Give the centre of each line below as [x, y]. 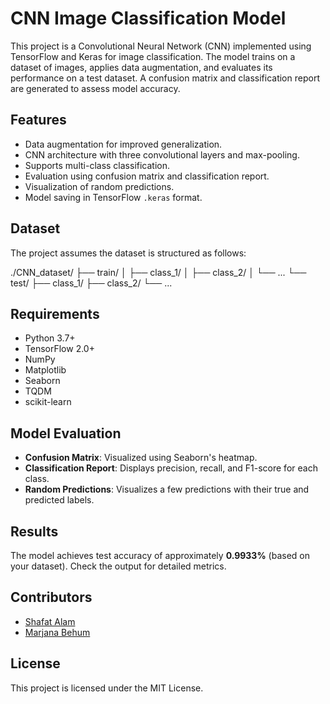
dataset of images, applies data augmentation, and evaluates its [141, 67]
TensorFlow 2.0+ [59, 349]
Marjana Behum [57, 632]
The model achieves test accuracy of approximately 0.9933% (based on [160, 555]
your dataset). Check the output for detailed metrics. [118, 566]
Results [34, 531]
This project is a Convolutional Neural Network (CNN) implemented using [161, 46]
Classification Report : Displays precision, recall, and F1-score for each [171, 468]
